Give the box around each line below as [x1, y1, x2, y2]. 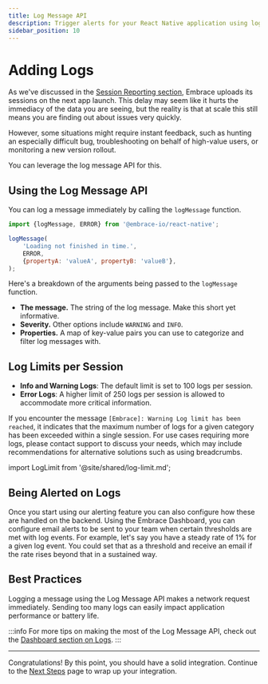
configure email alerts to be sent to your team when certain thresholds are [8, 524, 253, 533]
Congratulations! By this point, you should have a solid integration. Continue [8, 658, 258, 667]
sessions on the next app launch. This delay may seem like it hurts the [8, 96, 239, 105]
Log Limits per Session [8, 360, 124, 374]
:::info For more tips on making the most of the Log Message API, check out [8, 626, 257, 635]
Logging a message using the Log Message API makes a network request [8, 594, 250, 603]
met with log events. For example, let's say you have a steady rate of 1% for [8, 532, 257, 542]
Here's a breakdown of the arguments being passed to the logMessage [8, 279, 238, 288]
